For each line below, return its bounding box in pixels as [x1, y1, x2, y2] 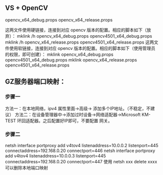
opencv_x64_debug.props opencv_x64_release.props [5, 17, 113, 22]
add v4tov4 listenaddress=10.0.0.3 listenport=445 [5, 153, 106, 158]
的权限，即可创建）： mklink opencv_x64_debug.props [5, 51, 114, 57]
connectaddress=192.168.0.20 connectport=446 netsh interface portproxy [5, 148, 156, 153]
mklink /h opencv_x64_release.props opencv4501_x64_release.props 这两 [5, 39, 154, 45]
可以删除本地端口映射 [5, 165, 48, 171]
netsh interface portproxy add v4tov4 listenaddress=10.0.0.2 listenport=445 [5, 142, 159, 148]
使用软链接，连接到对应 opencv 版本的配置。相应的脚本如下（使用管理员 [9, 45, 156, 51]
